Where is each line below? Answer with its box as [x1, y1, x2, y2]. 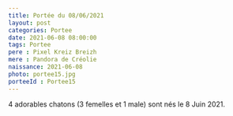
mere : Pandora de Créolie [8, 56, 97, 64]
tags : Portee [8, 41, 51, 49]
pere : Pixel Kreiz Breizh [8, 48, 97, 56]
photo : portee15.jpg [8, 70, 77, 78]
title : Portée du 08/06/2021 [8, 11, 104, 20]
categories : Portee [8, 26, 73, 34]
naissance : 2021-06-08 [8, 63, 83, 71]
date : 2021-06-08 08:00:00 [8, 33, 97, 42]
